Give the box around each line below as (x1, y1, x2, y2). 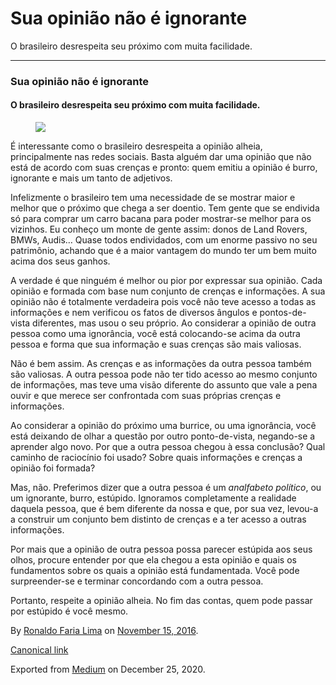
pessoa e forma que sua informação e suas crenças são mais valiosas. (10, 338, 302, 351)
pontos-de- (259, 307, 307, 319)
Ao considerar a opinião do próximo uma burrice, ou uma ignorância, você (10, 420, 317, 432)
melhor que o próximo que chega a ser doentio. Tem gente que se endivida (10, 202, 320, 214)
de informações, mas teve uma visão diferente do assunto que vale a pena (10, 379, 318, 391)
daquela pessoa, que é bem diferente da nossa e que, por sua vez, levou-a (10, 503, 319, 515)
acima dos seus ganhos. (10, 255, 111, 267)
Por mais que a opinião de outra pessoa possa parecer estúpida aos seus (10, 543, 313, 556)
